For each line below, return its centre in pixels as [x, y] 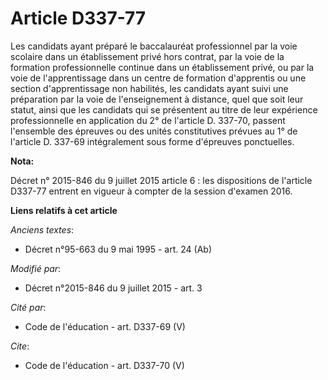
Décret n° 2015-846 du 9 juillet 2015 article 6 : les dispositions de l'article [161, 180]
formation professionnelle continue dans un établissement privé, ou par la [162, 67]
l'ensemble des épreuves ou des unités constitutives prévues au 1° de [154, 131]
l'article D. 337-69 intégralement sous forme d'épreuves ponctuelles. [152, 141]
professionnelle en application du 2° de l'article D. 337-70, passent [148, 120]
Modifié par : [36, 268]
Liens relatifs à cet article [64, 210]
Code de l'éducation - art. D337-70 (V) [104, 365]
